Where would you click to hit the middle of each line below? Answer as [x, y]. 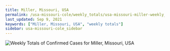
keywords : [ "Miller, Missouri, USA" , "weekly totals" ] [64, 24]
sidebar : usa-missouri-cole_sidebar [44, 29]
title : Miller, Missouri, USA [37, 10]
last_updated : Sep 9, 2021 [34, 19]
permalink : [17, 15]
